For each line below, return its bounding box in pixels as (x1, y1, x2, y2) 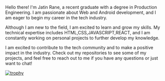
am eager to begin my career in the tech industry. (5, 15, 107, 20)
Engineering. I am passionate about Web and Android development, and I (5, 9, 156, 15)
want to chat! (5, 61, 33, 66)
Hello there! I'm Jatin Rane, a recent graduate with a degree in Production (5, 4, 157, 10)
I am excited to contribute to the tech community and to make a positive (5, 45, 154, 50)
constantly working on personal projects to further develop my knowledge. (5, 35, 159, 41)
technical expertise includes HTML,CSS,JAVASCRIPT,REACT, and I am (5, 30, 150, 35)
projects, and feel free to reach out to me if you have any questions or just (5, 55, 158, 61)
